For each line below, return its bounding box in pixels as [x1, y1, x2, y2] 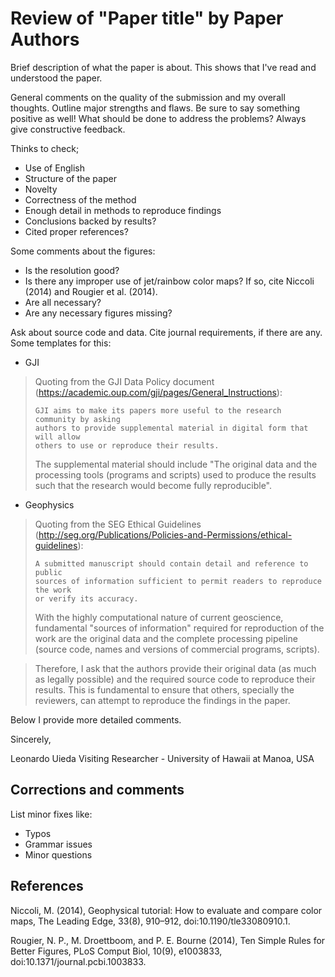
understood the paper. [10, 72, 103, 84]
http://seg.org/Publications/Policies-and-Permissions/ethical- [38, 528, 293, 541]
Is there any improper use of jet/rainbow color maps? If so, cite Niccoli [24, 275, 315, 287]
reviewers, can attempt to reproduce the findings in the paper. [34, 694, 291, 706]
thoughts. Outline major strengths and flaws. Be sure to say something [10, 102, 301, 114]
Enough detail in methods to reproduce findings [24, 204, 222, 216]
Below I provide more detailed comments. [10, 713, 182, 726]
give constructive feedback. [10, 123, 126, 135]
